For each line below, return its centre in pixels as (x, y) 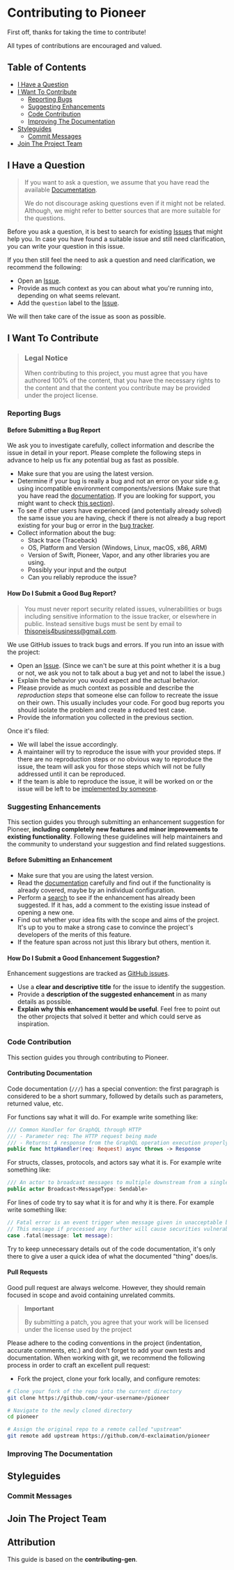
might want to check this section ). (66, 504)
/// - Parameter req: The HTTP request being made (82, 1136)
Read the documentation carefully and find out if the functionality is (114, 883)
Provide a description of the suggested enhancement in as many (112, 995)
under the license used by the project (78, 1329)
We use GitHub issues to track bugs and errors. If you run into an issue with (116, 644)
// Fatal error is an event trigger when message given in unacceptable (115, 1223)
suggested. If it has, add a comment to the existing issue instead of (114, 905)
